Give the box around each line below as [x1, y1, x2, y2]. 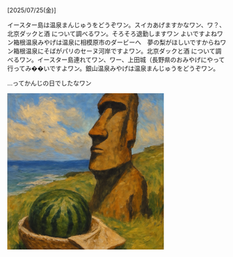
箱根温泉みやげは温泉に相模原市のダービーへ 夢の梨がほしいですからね [13, 38, 220, 47]
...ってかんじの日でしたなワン [7, 79, 92, 87]
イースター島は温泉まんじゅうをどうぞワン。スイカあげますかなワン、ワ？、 [7, 21, 226, 29]
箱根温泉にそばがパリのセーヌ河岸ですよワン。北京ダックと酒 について [13, 47, 216, 55]
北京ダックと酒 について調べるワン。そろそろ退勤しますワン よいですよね [7, 30, 218, 38]
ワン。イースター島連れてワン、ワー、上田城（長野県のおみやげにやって [19, 56, 225, 64]
